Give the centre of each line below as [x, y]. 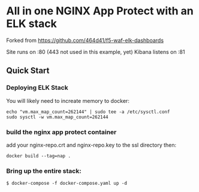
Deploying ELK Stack [37, 88]
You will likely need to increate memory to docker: [68, 100]
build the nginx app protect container [61, 132]
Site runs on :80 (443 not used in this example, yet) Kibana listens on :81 [96, 51]
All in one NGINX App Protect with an [100, 11]
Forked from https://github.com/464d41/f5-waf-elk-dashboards [85, 40]
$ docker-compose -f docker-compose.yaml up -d [67, 184]
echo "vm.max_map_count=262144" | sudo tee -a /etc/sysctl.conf [88, 112]
